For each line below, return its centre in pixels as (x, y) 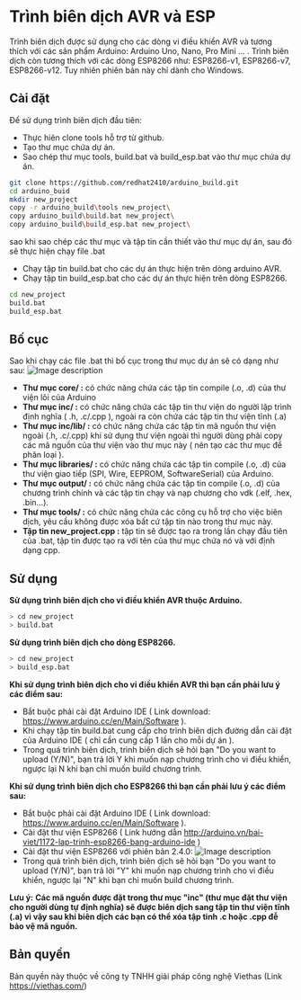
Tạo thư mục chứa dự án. (69, 147)
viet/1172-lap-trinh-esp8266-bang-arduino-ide (109, 842)
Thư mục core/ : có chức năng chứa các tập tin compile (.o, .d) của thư (154, 388)
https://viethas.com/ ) (48, 986)
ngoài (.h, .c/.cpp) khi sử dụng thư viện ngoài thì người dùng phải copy (152, 436)
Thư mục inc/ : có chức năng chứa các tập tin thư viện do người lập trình (157, 407)
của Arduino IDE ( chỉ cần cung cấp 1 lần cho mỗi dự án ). (128, 740)
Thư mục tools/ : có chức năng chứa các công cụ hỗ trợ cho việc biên (152, 512)
